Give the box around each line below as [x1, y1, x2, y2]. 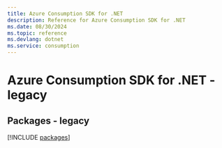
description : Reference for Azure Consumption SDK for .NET [7, 17, 186, 24]
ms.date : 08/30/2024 [7, 23, 68, 30]
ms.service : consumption [7, 42, 80, 49]
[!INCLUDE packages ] [7, 133, 71, 141]
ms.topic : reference [7, 29, 68, 37]
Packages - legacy [7, 115, 89, 126]
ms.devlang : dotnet [7, 36, 64, 43]
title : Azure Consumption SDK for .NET [7, 10, 124, 17]
